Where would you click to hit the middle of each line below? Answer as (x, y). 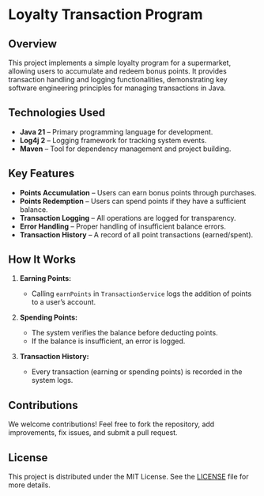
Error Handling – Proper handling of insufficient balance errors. (123, 226)
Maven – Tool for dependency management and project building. (125, 149)
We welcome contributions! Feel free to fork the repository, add (111, 424)
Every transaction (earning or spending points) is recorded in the (137, 372)
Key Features (41, 174)
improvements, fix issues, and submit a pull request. (93, 433)
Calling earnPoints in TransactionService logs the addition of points (141, 293)
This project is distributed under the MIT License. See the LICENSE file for (128, 477)
